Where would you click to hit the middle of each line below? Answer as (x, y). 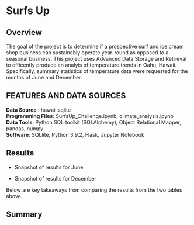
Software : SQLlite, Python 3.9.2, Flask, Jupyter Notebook (75, 134)
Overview (24, 32)
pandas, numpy (25, 128)
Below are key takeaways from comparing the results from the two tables (94, 190)
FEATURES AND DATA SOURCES (66, 96)
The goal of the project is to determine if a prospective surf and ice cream (95, 46)
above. (14, 196)
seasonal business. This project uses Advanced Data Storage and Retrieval (96, 59)
